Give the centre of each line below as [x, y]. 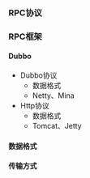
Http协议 [35, 106]
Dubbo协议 [39, 75]
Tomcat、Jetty [57, 126]
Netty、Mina [53, 95]
